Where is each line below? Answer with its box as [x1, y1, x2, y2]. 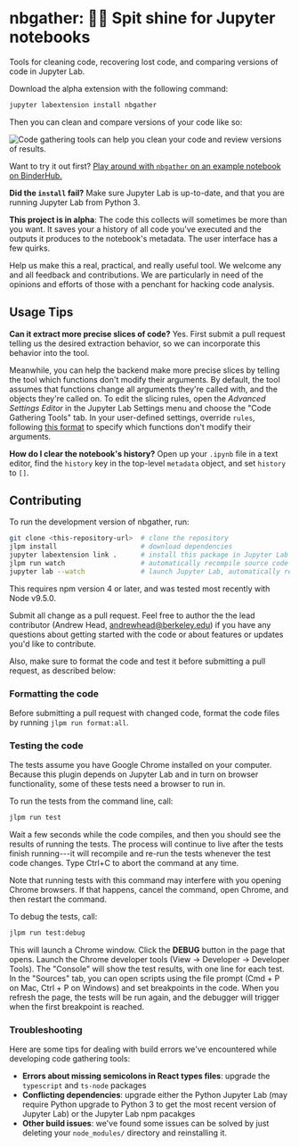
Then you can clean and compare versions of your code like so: [9, 116, 243, 128]
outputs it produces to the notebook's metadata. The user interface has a [9, 233, 279, 243]
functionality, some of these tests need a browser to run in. [9, 779, 226, 789]
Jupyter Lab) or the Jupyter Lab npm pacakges [21, 1109, 196, 1119]
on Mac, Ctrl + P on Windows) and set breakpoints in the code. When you [9, 983, 279, 994]
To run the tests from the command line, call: [9, 796, 174, 806]
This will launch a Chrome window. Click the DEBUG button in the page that [9, 945, 286, 955]
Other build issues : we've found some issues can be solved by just [21, 1118, 270, 1129]
